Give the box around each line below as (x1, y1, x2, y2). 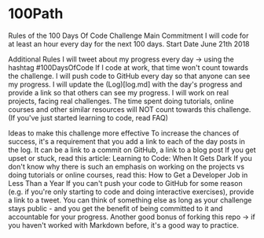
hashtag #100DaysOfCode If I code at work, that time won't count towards (8, 62, 249, 72)
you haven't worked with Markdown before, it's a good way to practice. (8, 220, 240, 229)
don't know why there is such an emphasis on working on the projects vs (8, 162, 245, 171)
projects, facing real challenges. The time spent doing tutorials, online (8, 96, 234, 106)
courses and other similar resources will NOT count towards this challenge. (8, 104, 251, 114)
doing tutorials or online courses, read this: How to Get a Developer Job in (8, 170, 248, 180)
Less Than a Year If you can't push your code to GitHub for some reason (8, 178, 243, 188)
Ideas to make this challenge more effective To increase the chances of (8, 128, 240, 138)
